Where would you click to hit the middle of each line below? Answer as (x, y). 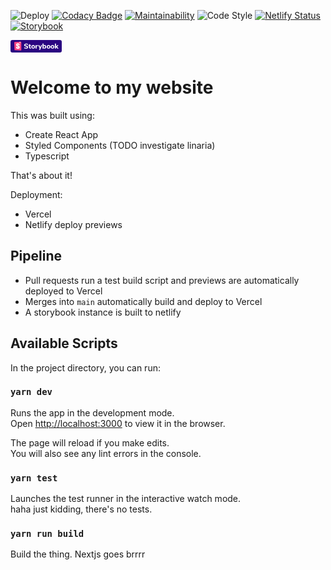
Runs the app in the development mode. (92, 412)
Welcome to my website (112, 87)
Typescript (47, 156)
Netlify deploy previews (73, 224)
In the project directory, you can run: (85, 367)
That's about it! (41, 175)
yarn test (34, 478)
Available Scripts (64, 343)
